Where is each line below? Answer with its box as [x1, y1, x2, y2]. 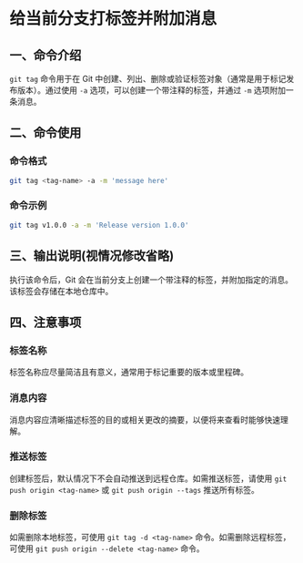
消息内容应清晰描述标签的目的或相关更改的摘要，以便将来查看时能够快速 [9, 414, 280, 425]
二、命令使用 [9, 125, 82, 141]
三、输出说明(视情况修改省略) [9, 248, 175, 264]
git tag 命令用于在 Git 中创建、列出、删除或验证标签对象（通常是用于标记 [9, 74, 287, 84]
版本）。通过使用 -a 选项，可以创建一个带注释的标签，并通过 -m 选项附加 [16, 85, 287, 96]
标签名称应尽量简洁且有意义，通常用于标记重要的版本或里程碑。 [9, 366, 248, 378]
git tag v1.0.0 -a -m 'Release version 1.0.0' [9, 220, 189, 230]
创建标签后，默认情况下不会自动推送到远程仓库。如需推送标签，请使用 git [9, 473, 288, 484]
